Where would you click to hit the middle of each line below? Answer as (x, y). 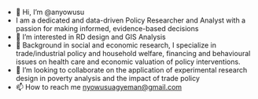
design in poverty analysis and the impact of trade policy (108, 78)
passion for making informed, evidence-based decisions (107, 28)
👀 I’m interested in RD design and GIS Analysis (91, 37)
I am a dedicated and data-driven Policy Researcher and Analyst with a (131, 20)
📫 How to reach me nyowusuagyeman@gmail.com (99, 87)
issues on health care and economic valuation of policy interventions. (128, 62)
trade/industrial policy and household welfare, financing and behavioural (133, 53)
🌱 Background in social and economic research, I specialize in (116, 45)
